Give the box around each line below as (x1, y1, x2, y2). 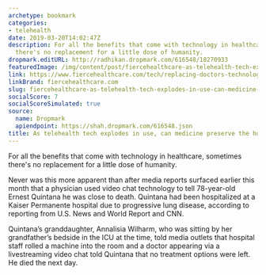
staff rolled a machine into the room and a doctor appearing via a (8, 241, 220, 250)
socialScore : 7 (8, 93, 59, 101)
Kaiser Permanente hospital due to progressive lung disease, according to (8, 200, 249, 210)
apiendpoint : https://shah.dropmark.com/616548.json (15, 122, 193, 130)
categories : (8, 19, 47, 27)
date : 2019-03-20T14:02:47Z (8, 33, 101, 42)
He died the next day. (8, 258, 78, 267)
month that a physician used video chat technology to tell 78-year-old (8, 183, 236, 193)
